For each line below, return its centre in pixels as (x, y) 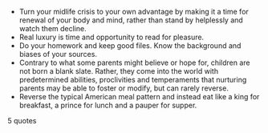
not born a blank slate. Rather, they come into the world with (118, 71)
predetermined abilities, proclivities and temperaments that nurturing (133, 80)
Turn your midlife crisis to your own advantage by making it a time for (134, 12)
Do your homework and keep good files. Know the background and (130, 46)
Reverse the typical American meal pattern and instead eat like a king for (139, 97)
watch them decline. (53, 28)
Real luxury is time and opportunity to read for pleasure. (112, 37)
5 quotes (22, 121)
